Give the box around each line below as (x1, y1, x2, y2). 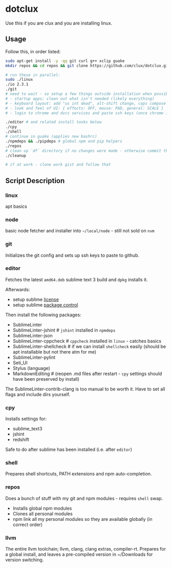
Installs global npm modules (12, 505, 72, 511)
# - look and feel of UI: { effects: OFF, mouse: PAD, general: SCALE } (5, 105, 164, 111)
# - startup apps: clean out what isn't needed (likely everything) (5, 96, 155, 101)
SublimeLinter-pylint (12, 354, 56, 360)
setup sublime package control (12, 301, 78, 308)
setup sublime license (12, 296, 59, 302)
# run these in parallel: (5, 72, 60, 77)
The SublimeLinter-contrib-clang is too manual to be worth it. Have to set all (5, 386, 165, 392)
